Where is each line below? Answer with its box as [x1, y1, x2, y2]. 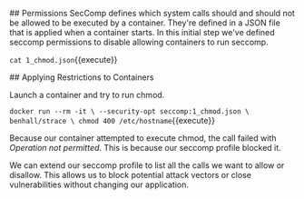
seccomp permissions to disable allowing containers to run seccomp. [9, 36, 270, 47]
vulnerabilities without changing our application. [9, 179, 189, 190]
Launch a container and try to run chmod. [9, 90, 165, 100]
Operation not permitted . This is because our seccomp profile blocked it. [9, 143, 281, 153]
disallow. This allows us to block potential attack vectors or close [9, 170, 252, 180]
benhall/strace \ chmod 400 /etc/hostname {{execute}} [9, 115, 216, 125]
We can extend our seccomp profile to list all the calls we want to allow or [9, 160, 285, 171]
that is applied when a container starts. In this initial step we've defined [9, 27, 275, 37]
